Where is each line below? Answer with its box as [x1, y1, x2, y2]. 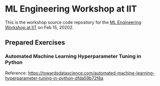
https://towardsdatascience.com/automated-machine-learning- [28, 70, 155, 76]
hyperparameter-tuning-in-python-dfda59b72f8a [5, 75, 103, 81]
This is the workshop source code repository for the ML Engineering [5, 19, 142, 25]
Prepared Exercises [5, 39, 65, 47]
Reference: [5, 70, 27, 76]
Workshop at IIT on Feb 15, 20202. [5, 24, 74, 30]
